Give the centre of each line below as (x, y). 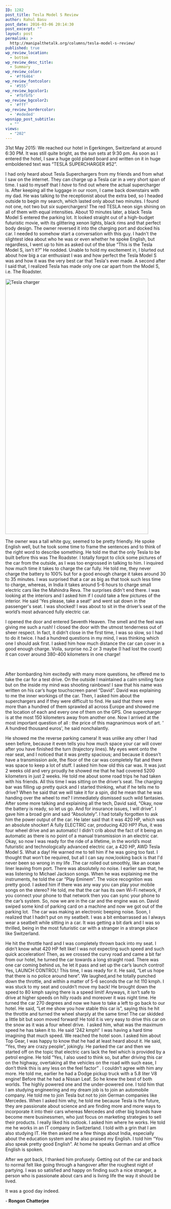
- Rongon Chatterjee (27, 1201)
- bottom (19, 57)
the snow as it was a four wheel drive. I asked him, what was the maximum (84, 1025)
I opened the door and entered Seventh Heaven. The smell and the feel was (84, 622)
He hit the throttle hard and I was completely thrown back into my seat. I (81, 944)
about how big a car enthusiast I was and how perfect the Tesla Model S (81, 255)
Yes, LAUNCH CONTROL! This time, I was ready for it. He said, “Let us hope (85, 971)
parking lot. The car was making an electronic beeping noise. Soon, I (78, 912)
